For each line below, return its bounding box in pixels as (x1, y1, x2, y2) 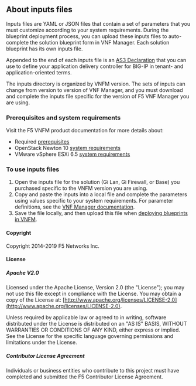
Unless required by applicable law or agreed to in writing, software (6, 314, 167, 321)
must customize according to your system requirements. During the (6, 26, 169, 33)
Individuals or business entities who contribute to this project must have (6, 367, 180, 374)
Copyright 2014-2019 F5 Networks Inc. (6, 242, 99, 250)
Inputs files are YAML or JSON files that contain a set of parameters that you (6, 20, 191, 27)
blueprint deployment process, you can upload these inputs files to (6, 32, 168, 40)
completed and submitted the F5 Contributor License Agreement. (6, 373, 163, 380)
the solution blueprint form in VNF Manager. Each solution (30, 39, 170, 46)
